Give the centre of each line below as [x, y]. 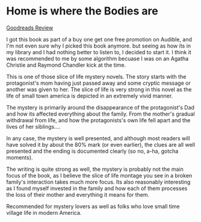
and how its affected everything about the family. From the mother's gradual [100, 114]
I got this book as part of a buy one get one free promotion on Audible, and [99, 39]
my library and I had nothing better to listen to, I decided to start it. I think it [99, 52]
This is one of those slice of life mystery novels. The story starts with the [96, 76]
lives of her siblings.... [33, 126]
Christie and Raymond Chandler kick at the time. [66, 65]
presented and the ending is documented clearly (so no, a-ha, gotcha [92, 151]
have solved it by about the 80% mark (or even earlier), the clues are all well [101, 144]
